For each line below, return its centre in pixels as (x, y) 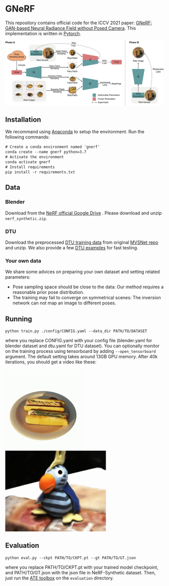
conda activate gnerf (28, 162)
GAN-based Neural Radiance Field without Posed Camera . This (71, 28)
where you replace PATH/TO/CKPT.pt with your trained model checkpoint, (82, 567)
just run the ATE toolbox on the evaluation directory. (60, 578)
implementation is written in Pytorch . (43, 33)
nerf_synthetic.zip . (26, 218)
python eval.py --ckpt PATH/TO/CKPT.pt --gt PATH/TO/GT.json (71, 558)
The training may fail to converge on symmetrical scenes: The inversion (87, 298)
